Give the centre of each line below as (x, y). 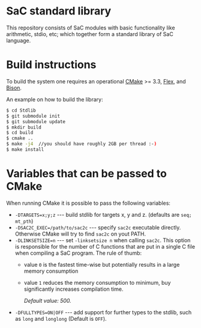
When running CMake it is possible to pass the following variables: (88, 203)
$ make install (25, 150)
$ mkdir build (24, 127)
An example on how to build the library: (55, 99)
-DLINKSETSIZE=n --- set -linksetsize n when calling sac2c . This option (103, 240)
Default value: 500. (48, 300)
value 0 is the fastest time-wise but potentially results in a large (102, 264)
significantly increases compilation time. (73, 289)
